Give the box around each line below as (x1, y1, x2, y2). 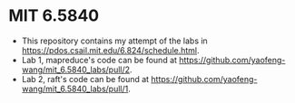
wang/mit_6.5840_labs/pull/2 (21, 64, 131, 75)
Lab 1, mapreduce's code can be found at (21, 54, 178, 65)
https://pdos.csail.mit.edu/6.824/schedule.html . (21, 44, 201, 55)
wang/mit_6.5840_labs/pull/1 (21, 83, 129, 94)
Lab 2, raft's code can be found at (21, 73, 150, 84)
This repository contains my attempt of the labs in (21, 35, 208, 46)
